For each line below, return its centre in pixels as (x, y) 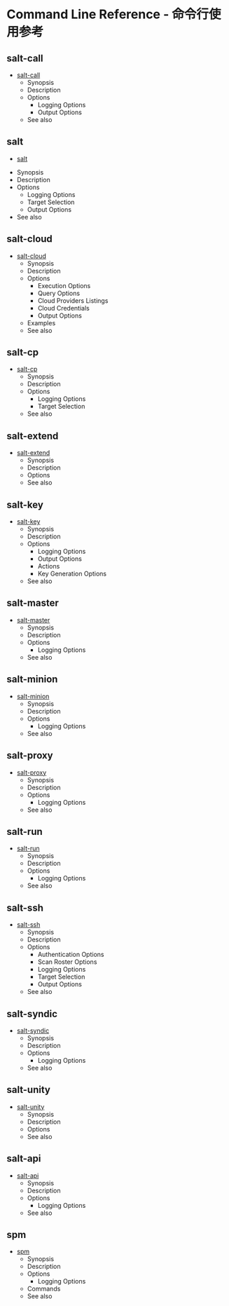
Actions (49, 566)
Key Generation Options (72, 574)
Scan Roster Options (67, 962)
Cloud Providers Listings (73, 300)
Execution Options (64, 285)
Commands (44, 1289)
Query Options (59, 293)
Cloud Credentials (64, 308)
